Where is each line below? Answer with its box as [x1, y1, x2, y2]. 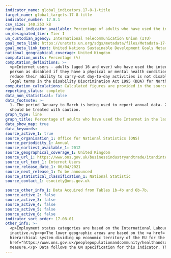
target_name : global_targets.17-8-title [5, 12, 93, 17]
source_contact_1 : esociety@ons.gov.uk [5, 178, 90, 184]
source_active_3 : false [5, 197, 56, 202]
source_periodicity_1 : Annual [5, 140, 70, 146]
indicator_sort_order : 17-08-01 [5, 216, 74, 221]
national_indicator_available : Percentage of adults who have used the [5, 27, 160, 32]
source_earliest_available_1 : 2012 [5, 145, 81, 151]
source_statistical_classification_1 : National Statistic [5, 174, 131, 179]
